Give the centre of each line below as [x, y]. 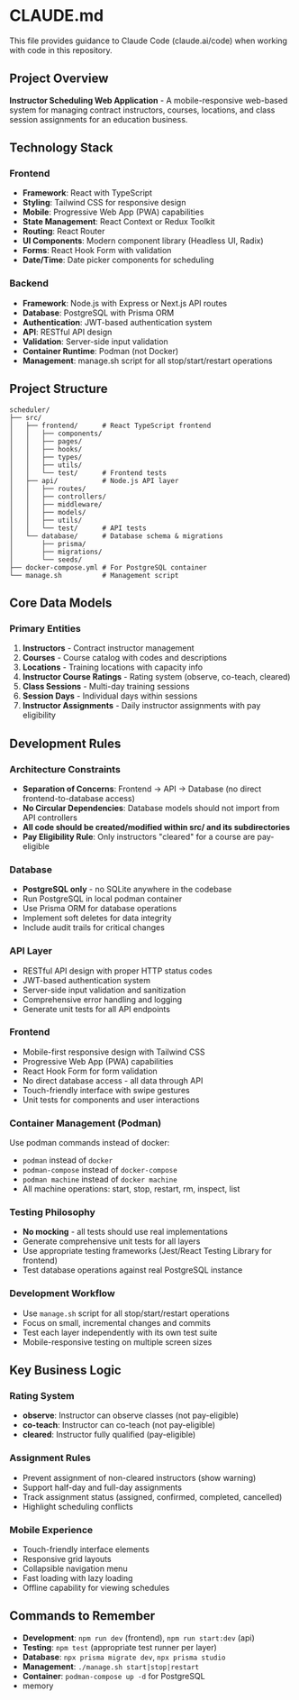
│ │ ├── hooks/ [46, 449]
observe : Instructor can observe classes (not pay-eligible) [131, 1415]
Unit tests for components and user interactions [111, 1100]
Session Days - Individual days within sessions [110, 696]
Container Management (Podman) [86, 1123]
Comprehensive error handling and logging [102, 999]
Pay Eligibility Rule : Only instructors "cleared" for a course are [139, 836]
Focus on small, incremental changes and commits [117, 1322]
